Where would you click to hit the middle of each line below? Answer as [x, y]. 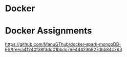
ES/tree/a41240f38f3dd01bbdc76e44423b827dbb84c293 [63, 50]
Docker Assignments [49, 31]
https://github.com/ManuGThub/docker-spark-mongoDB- [63, 44]
